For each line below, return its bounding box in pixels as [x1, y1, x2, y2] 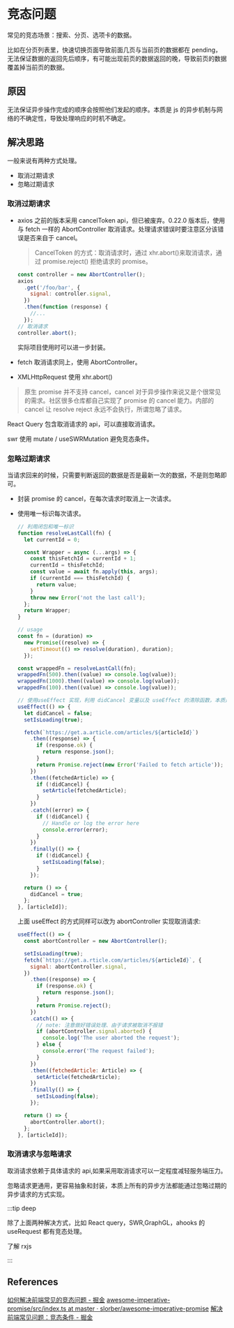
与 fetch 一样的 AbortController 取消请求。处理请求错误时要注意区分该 [17, 225, 218, 233]
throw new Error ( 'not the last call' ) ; [30, 594, 146, 601]
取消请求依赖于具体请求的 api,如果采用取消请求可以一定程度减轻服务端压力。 [7, 1166, 227, 1174]
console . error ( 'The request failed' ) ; [42, 1047, 155, 1054]
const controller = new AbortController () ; [17, 271, 146, 278]
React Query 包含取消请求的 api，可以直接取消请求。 [7, 419, 159, 428]
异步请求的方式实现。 [7, 1190, 68, 1198]
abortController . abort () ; [30, 1118, 106, 1126]
